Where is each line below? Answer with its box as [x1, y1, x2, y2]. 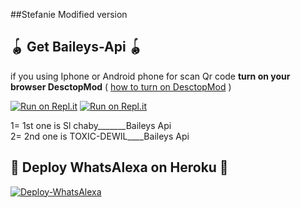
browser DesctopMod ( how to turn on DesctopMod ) [10, 80, 232, 93]
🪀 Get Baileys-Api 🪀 [10, 39, 143, 56]
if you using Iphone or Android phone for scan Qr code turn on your [10, 70, 291, 82]
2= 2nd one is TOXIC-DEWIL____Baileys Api [10, 130, 190, 142]
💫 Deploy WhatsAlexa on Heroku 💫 [10, 159, 229, 176]
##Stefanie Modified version [10, 9, 128, 20]
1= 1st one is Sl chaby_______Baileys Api [10, 119, 172, 131]
